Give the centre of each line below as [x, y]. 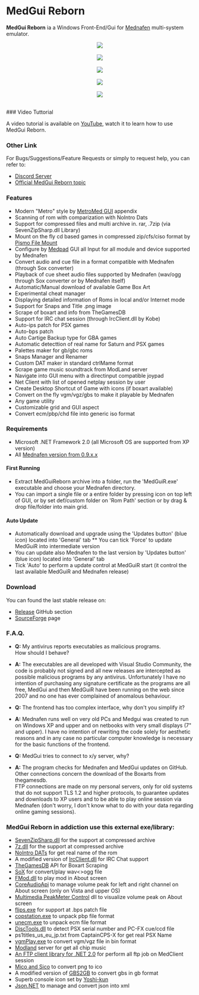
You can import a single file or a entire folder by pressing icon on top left [103, 494]
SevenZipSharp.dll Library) [48, 230]
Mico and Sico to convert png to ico [59, 967]
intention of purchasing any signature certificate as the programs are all [102, 683]
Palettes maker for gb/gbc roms [54, 350]
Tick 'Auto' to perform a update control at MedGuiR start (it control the [101, 565]
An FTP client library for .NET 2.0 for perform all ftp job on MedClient [99, 954]
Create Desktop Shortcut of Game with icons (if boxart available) [94, 388]
